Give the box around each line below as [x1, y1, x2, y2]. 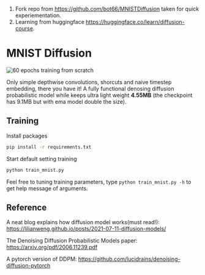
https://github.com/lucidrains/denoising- [78, 255, 181, 263]
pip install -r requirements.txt [6, 144, 92, 150]
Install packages [6, 132, 48, 139]
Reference [6, 202, 47, 212]
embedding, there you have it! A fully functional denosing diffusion [6, 85, 174, 92]
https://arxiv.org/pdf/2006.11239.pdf [6, 244, 98, 251]
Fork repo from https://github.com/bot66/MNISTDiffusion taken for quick [15, 6, 199, 12]
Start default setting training [6, 155, 77, 162]
